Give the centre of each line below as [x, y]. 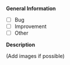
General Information [31, 8]
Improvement [30, 26]
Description [21, 45]
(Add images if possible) [36, 56]
